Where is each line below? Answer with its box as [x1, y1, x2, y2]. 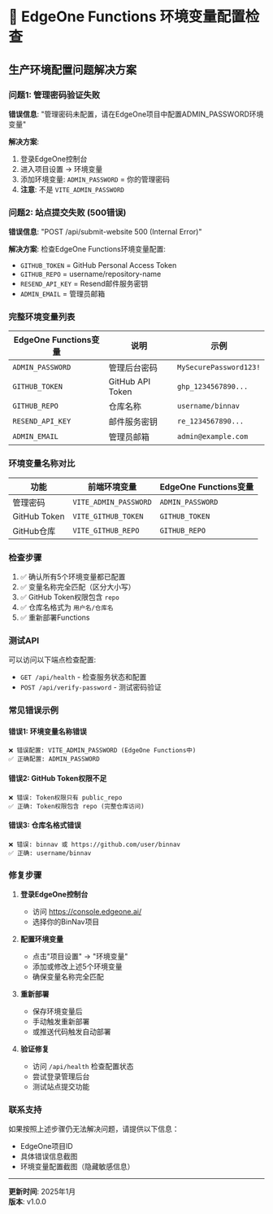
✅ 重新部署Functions [19, 612, 90, 623]
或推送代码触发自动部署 [32, 1027, 111, 1037]
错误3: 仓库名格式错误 [8, 820, 82, 831]
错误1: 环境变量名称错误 [8, 726, 88, 736]
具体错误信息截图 [19, 1151, 78, 1161]
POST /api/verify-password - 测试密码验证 [19, 682, 162, 692]
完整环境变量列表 [8, 311, 76, 322]
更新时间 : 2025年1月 [8, 1186, 76, 1197]
